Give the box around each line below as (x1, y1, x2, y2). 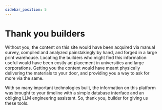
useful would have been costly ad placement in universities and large (5, 59, 144, 66)
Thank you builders (5, 28, 85, 39)
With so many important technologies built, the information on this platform (5, 85, 156, 91)
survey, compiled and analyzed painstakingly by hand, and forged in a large (5, 49, 157, 55)
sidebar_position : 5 (5, 7, 47, 12)
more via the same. (5, 75, 44, 81)
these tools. (5, 100, 29, 106)
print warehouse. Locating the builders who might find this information (5, 55, 147, 60)
